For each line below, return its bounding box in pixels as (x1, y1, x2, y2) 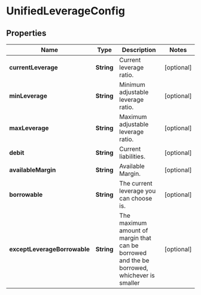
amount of (119, 226, 148, 235)
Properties (6, 28, 47, 38)
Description (121, 46, 156, 54)
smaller (119, 279, 140, 287)
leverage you (119, 187, 156, 195)
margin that (119, 234, 151, 242)
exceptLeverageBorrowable (9, 245, 90, 253)
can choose (119, 194, 153, 202)
